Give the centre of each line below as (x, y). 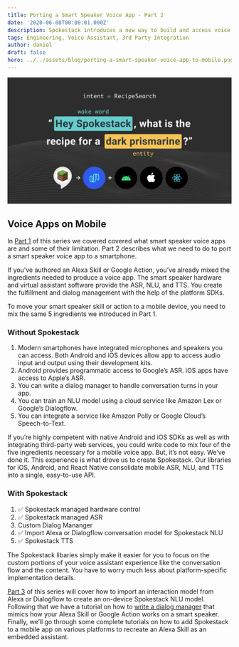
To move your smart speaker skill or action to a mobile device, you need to (117, 307)
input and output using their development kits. (85, 363)
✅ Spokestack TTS (45, 540)
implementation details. (42, 577)
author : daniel (30, 45)
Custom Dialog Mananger (55, 525)
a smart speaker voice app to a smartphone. (72, 256)
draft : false (27, 53)
